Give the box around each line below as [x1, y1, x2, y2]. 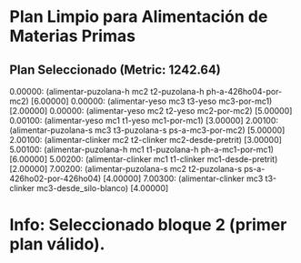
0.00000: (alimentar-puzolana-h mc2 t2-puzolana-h [9, 86, 205, 96]
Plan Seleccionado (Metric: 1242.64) [9, 62, 221, 77]
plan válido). [9, 234, 105, 255]
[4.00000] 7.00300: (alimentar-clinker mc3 [103, 173, 264, 184]
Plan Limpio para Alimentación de [9, 6, 268, 27]
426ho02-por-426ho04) [9, 173, 102, 184]
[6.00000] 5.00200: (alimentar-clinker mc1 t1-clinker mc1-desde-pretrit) [9, 154, 278, 165]
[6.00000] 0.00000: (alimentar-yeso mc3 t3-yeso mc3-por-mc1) [30, 96, 273, 106]
